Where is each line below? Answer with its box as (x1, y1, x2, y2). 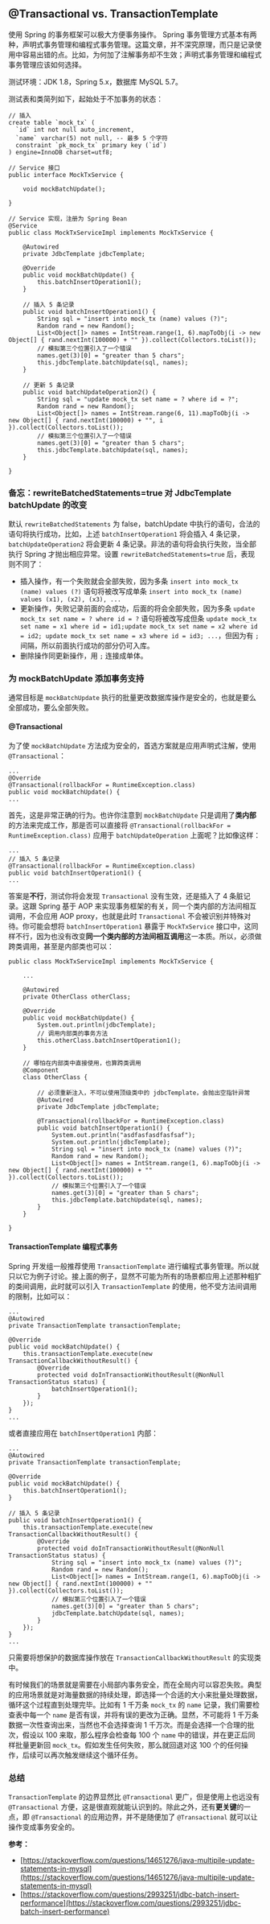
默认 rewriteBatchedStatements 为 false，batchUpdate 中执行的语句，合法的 (8, 519, 260, 529)
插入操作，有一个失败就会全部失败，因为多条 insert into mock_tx (19, 576, 239, 587)
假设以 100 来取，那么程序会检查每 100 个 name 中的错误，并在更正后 (22, 1730, 248, 1740)
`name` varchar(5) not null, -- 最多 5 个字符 (15, 134, 169, 142)
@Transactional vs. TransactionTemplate (8, 7, 219, 21)
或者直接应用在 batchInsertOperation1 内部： (8, 1428, 159, 1438)
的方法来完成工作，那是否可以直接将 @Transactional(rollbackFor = (8, 820, 231, 830)
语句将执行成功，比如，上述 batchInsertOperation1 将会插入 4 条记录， (8, 529, 245, 539)
